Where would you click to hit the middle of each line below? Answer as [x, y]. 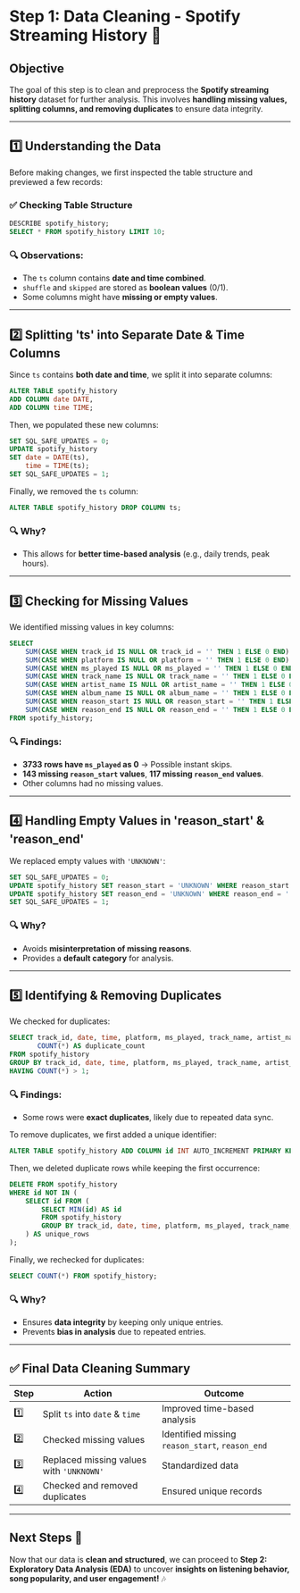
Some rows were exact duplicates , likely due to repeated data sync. [148, 1118]
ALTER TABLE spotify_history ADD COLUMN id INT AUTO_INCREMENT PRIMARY [145, 1151]
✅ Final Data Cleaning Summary [100, 1368]
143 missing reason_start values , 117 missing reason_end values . [143, 774]
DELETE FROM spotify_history [63, 1184]
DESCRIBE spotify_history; [59, 224]
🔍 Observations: [46, 255]
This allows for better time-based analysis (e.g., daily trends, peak [146, 554]
